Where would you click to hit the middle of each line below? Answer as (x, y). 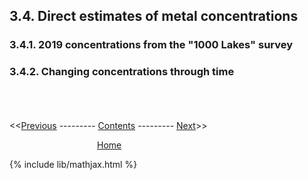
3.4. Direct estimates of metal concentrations (154, 16)
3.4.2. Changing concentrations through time (122, 72)
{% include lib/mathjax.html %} (73, 164)
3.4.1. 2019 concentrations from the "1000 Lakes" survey (151, 45)
